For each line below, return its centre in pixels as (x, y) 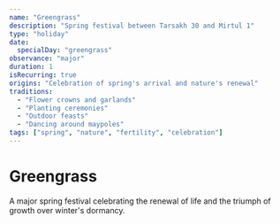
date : (19, 42)
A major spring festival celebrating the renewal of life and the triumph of (140, 201)
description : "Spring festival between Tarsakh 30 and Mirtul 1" (132, 26)
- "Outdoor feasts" (53, 116)
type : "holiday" (39, 34)
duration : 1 (31, 67)
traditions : (31, 91)
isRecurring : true (43, 75)
